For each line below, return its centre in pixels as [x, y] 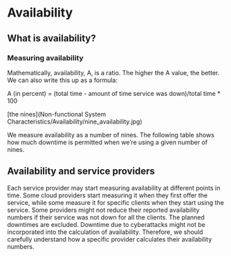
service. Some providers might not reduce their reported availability [103, 210]
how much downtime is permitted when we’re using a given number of [108, 142]
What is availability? [52, 38]
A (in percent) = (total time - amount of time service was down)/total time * [114, 93]
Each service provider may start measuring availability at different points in [114, 188]
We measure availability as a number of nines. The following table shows [111, 135]
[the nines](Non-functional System [57, 114]
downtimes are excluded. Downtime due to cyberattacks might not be [106, 224]
